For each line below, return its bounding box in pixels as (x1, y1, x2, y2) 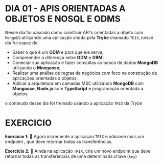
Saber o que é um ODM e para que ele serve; (12, 49, 104, 55)
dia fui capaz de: (5, 40, 39, 45)
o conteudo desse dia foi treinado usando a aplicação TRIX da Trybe (5, 100, 143, 106)
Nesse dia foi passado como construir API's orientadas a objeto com (5, 29, 143, 35)
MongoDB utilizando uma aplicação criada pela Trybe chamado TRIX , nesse (5, 35, 153, 41)
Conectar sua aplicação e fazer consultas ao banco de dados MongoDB (12, 60, 158, 65)
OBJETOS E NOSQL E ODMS (5, 13, 121, 24)
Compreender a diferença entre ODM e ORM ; (12, 54, 104, 60)
